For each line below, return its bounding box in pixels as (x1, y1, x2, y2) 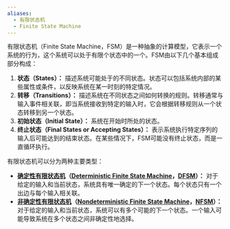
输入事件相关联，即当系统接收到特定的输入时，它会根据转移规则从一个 (16, 100, 216, 108)
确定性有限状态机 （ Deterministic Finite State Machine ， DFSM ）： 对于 (16, 172, 218, 180)
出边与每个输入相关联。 (16, 189, 84, 197)
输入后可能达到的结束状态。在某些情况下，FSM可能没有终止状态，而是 (16, 134, 217, 143)
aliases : (7, 10, 32, 17)
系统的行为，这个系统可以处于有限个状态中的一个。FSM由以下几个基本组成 (7, 51, 218, 59)
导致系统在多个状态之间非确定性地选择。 (23, 215, 138, 223)
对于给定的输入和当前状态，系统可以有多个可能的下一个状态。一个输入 (16, 206, 216, 215)
